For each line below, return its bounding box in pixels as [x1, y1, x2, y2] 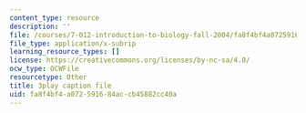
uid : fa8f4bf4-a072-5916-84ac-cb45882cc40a [9, 89, 178, 98]
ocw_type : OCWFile [9, 65, 79, 74]
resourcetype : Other [9, 73, 88, 82]
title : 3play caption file [9, 81, 112, 90]
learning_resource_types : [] [9, 47, 120, 56]
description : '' [9, 22, 71, 31]
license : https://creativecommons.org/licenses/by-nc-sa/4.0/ [9, 56, 250, 65]
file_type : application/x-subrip [9, 38, 137, 48]
